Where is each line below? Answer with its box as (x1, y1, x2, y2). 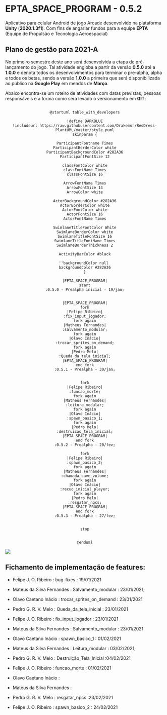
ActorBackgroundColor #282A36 (52, 198, 117, 203)
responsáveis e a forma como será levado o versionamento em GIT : (5, 95, 146, 101)
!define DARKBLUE (66, 119, 103, 124)
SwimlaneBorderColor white (56, 229, 114, 235)
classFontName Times (63, 167, 107, 172)
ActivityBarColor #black (59, 251, 111, 256)
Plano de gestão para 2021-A (5, 45, 98, 54)
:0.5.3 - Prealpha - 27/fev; (54, 513, 116, 518)
